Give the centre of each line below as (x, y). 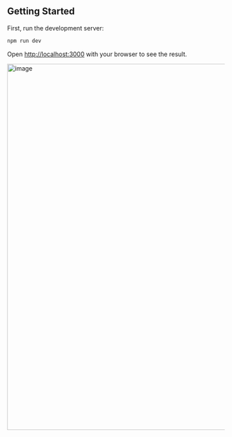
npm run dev (24, 41)
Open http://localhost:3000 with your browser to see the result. (97, 54)
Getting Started (41, 11)
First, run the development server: (56, 28)
